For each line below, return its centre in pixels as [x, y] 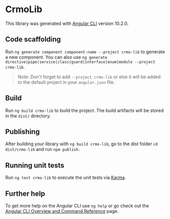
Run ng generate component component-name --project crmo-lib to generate [85, 51]
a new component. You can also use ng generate [56, 57]
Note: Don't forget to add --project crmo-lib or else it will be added [89, 77]
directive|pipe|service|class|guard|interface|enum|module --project [80, 62]
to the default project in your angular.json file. [66, 82]
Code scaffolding [33, 39]
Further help [25, 193]
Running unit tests [35, 165]
